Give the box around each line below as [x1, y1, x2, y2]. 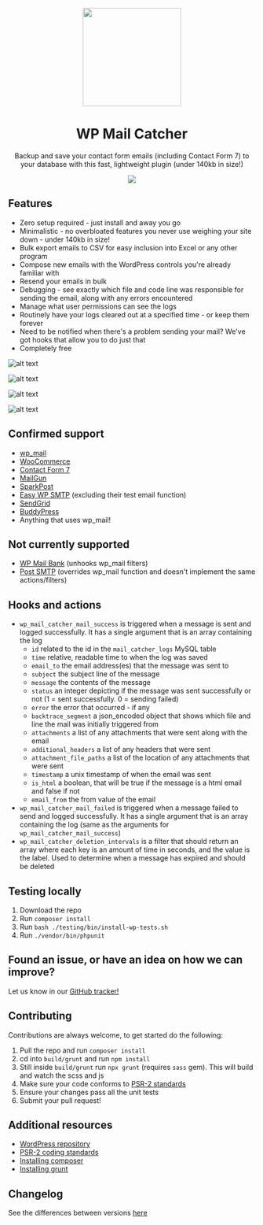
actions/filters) [19, 575, 68, 585]
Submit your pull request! [19, 1095, 102, 1105]
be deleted [19, 862, 55, 872]
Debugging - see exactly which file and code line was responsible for [19, 284, 244, 294]
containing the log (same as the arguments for [19, 820, 170, 830]
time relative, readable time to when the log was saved [31, 653, 208, 662]
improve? [8, 965, 56, 979]
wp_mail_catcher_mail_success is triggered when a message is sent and [19, 619, 251, 629]
